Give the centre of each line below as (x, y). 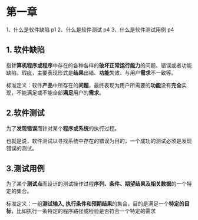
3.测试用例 (26, 168)
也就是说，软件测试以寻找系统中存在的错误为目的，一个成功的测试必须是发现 (99, 141)
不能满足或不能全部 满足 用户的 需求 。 (60, 93)
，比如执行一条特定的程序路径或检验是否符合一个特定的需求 (84, 211)
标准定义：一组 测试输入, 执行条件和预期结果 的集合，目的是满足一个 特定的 (95, 203)
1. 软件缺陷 (26, 50)
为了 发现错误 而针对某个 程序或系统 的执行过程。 (63, 128)
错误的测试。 (22, 148)
